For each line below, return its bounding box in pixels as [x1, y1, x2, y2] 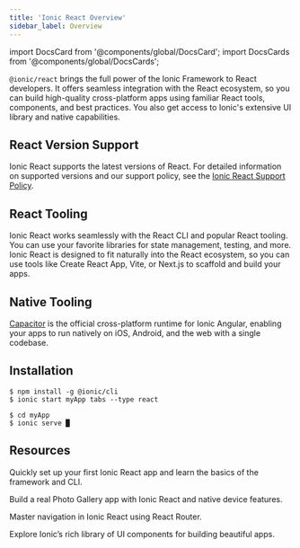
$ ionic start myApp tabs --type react [9, 394, 159, 404]
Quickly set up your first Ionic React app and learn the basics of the [9, 466, 259, 477]
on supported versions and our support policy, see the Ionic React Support [9, 171, 286, 181]
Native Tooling [9, 294, 93, 310]
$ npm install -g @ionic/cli [9, 387, 119, 396]
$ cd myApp [9, 411, 50, 420]
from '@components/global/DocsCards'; [9, 56, 160, 66]
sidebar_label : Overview [9, 22, 102, 31]
